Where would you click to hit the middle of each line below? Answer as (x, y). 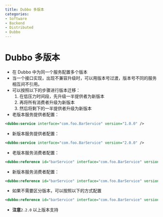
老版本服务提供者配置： (35, 114)
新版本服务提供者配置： (35, 134)
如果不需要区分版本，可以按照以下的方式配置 (57, 191)
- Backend (15, 23)
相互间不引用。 (27, 84)
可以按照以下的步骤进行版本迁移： (46, 90)
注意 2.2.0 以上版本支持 (35, 210)
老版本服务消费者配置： (35, 152)
